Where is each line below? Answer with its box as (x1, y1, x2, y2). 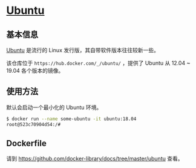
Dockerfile (6, 138, 47, 149)
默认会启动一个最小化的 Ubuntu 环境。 (6, 104, 102, 111)
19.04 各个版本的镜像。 (6, 67, 64, 74)
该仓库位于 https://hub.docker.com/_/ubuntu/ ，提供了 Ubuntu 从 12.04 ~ (6, 59, 191, 67)
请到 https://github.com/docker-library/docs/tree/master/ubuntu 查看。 (6, 155, 183, 163)
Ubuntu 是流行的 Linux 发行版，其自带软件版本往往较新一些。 (6, 47, 159, 53)
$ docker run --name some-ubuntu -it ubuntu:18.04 (6, 116, 137, 122)
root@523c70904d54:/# (6, 121, 61, 127)
